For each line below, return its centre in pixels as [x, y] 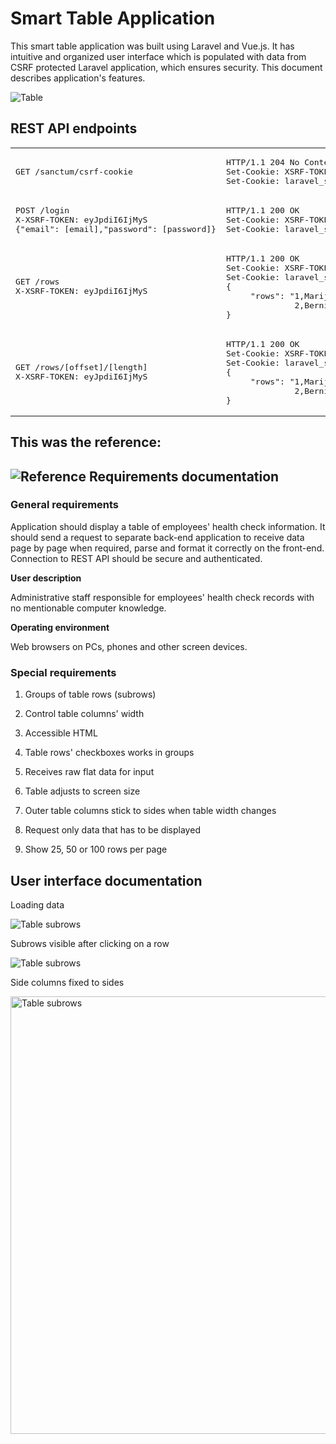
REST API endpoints [74, 128]
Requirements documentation [184, 476]
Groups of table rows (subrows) [90, 694]
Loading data [37, 904]
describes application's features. [78, 78]
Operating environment [60, 627]
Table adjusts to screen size [82, 791]
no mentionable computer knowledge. [88, 608]
